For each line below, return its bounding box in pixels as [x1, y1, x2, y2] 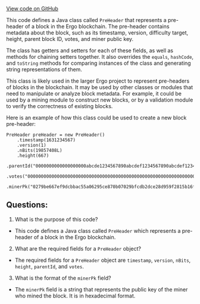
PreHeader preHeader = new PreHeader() [6, 132, 105, 138]
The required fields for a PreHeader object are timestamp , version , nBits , [14, 256, 191, 264]
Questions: [6, 200, 48, 210]
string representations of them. [6, 66, 82, 73]
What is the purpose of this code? [14, 216, 98, 223]
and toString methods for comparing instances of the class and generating [6, 59, 192, 66]
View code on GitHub [6, 5, 58, 12]
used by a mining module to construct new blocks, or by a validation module [6, 96, 193, 103]
